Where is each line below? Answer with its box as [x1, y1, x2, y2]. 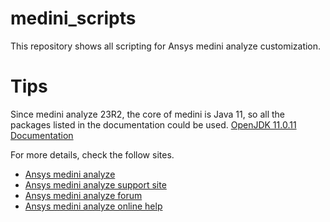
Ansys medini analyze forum [24, 189, 143, 201]
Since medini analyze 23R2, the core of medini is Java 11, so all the [10, 108, 286, 120]
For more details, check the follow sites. [10, 148, 175, 161]
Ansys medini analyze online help [24, 200, 163, 212]
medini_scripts [10, 7, 137, 30]
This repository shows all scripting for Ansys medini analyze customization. [10, 40, 322, 52]
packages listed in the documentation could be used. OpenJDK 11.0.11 [10, 118, 297, 131]
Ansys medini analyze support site [24, 178, 167, 191]
